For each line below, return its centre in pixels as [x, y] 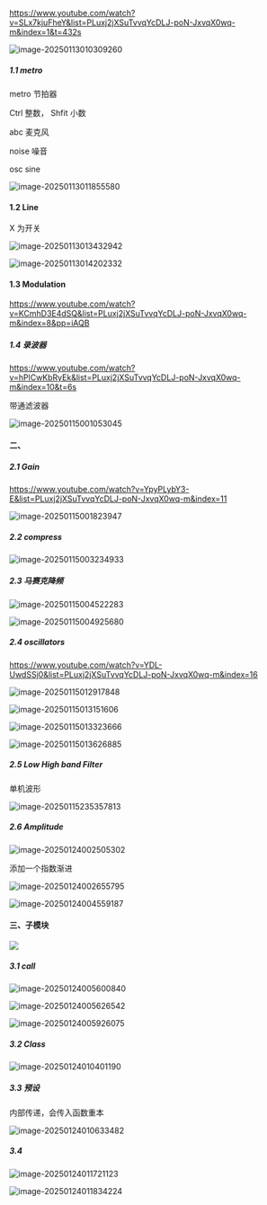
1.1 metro [26, 70]
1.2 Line [24, 207]
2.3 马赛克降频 [36, 581]
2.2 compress [36, 536]
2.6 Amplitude [37, 827]
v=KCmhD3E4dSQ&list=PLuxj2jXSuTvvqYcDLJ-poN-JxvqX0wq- [128, 314]
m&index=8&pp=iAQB [49, 323]
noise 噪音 [28, 151]
